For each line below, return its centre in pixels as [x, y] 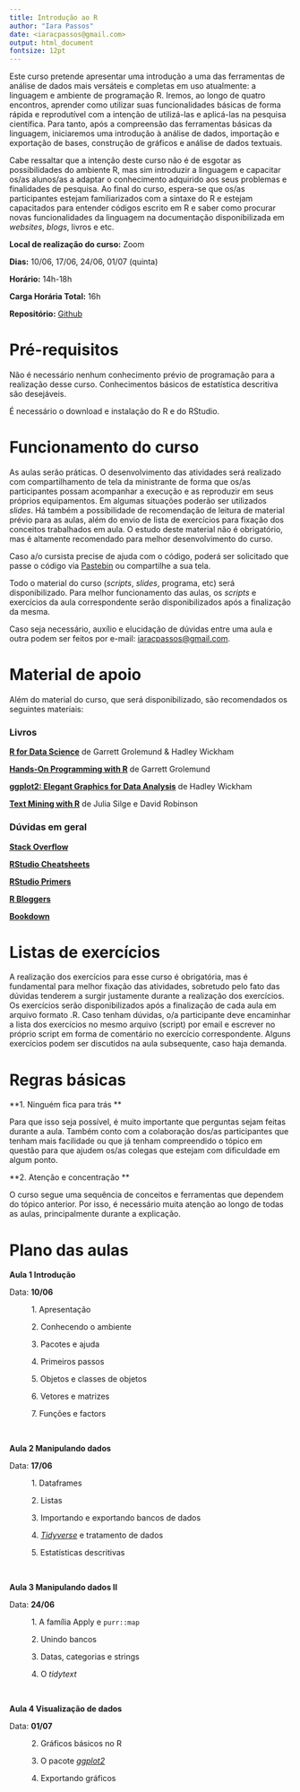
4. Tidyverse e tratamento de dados [97, 1535]
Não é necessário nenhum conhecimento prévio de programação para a [142, 375]
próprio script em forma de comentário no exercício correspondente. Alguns [150, 1034]
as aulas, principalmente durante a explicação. [95, 1214]
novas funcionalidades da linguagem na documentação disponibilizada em [147, 218]
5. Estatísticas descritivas [78, 1553]
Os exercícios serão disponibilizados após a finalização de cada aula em [143, 1005]
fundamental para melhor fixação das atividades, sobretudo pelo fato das [145, 986]
